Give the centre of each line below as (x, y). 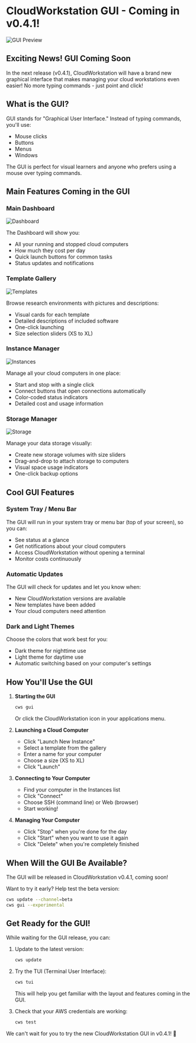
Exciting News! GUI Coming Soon (69, 58)
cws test (25, 1022)
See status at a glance (42, 540)
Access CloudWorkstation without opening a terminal (80, 552)
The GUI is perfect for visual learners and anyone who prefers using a (91, 167)
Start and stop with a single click (54, 384)
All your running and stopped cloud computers (71, 244)
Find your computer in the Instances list (72, 790)
